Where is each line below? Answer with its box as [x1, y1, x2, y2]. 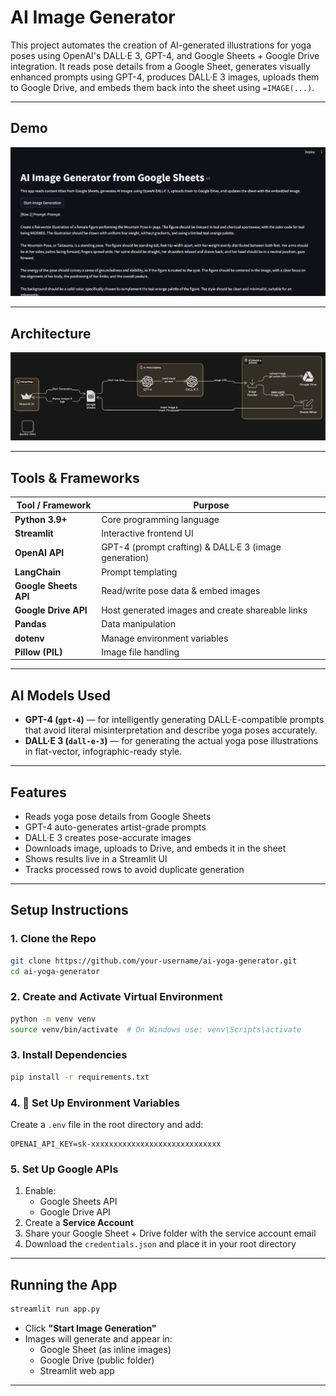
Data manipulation [101, 618, 176, 630]
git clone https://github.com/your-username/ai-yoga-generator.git [10, 956, 298, 966]
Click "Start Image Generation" [24, 1322, 157, 1334]
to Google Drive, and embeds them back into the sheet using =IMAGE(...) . [10, 81, 315, 93]
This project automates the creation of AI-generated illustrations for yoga [10, 39, 312, 51]
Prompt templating [101, 566, 178, 578]
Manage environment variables [101, 632, 229, 644]
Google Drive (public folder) [39, 1354, 155, 1366]
